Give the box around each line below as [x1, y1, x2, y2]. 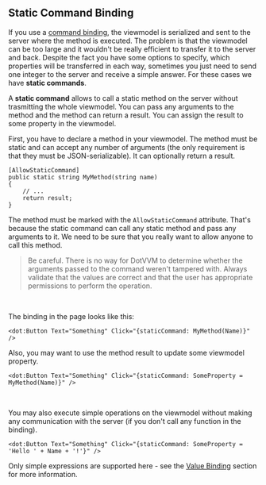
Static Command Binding [8, 6, 134, 20]
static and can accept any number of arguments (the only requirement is [8, 142, 245, 152]
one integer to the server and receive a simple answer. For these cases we [8, 69, 253, 79]
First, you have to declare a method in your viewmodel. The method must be [8, 134, 258, 144]
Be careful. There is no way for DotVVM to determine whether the [27, 256, 244, 265]
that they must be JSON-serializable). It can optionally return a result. [8, 151, 236, 160]
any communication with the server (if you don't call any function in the [8, 416, 241, 425]
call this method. [8, 240, 63, 249]
